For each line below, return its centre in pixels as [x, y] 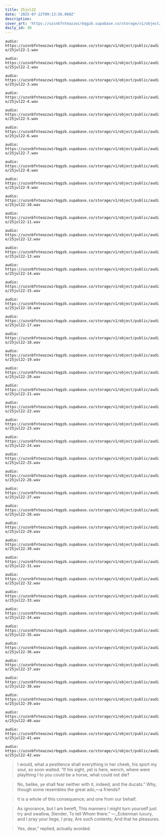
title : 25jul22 [21, 10]
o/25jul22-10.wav [23, 205]
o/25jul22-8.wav [22, 171]
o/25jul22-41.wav [23, 738]
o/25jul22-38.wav [23, 687]
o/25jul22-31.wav [23, 566]
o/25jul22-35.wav [23, 635]
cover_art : [16, 23]
